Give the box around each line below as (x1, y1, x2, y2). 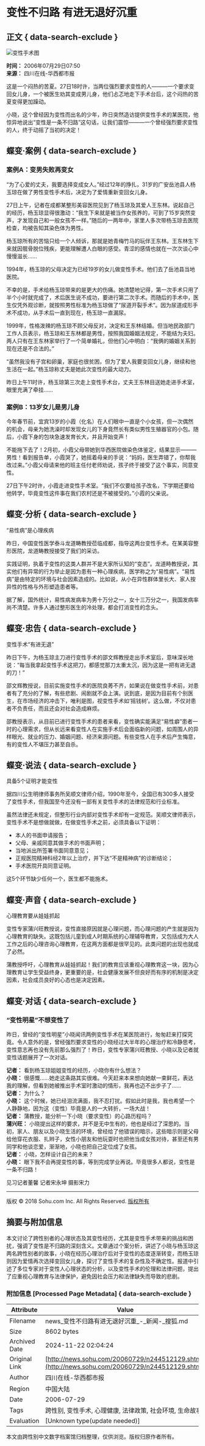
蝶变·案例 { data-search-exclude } (6, 146, 137, 156)
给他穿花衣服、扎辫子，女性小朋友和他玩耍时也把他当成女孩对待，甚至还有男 (6, 1135, 199, 1143)
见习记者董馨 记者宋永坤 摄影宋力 (6, 1179, 90, 1186)
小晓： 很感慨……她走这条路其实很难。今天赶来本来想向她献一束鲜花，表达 (6, 1074, 194, 1081)
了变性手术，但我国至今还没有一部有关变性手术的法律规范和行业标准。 (6, 798, 183, 805)
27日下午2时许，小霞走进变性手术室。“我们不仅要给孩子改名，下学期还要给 (6, 482, 195, 489)
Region (9, 1384, 30, 1393)
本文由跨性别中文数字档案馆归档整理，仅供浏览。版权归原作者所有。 (6, 1433, 178, 1441)
